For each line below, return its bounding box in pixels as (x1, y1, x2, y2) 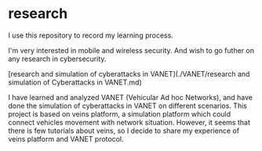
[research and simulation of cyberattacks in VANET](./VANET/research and (8, 69, 250, 78)
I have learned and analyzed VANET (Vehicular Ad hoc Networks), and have (8, 92, 253, 102)
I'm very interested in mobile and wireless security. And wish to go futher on (8, 45, 255, 55)
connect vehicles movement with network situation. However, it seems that (8, 117, 251, 127)
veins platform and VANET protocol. (8, 134, 124, 143)
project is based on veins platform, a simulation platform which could (8, 109, 231, 118)
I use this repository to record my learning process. (8, 31, 174, 40)
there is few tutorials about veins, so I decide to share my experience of (8, 126, 240, 135)
